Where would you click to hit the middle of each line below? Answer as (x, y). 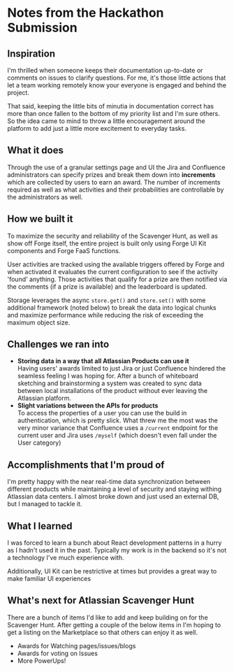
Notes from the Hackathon (86, 13)
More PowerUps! (42, 660)
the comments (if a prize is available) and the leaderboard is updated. (107, 286)
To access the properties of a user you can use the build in (102, 413)
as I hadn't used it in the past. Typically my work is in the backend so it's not (117, 550)
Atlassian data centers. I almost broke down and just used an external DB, (113, 496)
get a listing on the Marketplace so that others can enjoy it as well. (102, 632)
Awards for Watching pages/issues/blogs (76, 645)
